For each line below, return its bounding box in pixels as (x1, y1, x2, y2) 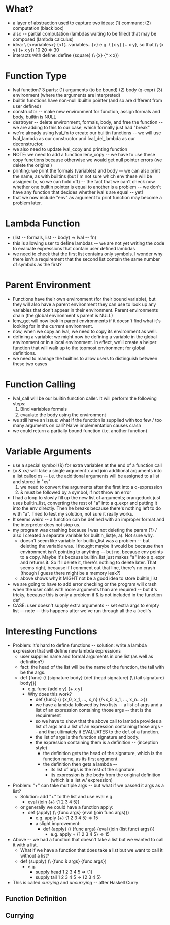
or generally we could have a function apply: (20, 804, 114, 810)
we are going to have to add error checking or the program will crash (12, 580, 157, 587)
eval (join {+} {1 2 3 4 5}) (27, 799, 80, 805)
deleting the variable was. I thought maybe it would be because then (20, 543, 163, 549)
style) (35, 744, 47, 751)
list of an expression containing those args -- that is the (35, 707, 151, 713)
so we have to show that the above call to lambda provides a (35, 717, 162, 724)
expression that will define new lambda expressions (12, 647, 121, 654)
